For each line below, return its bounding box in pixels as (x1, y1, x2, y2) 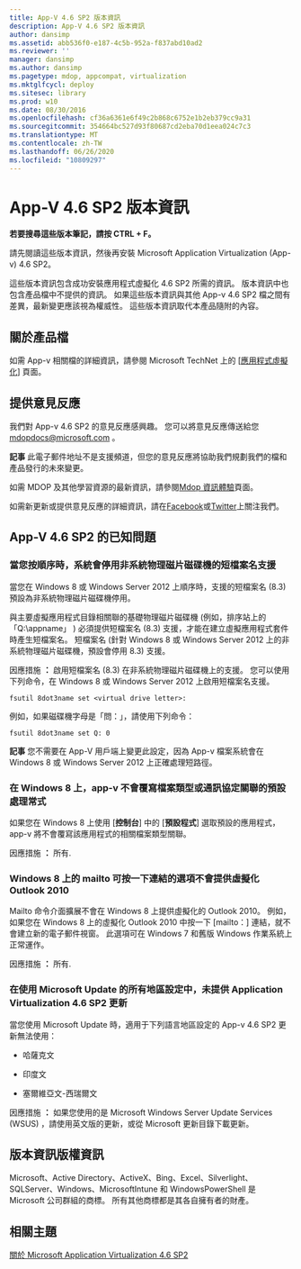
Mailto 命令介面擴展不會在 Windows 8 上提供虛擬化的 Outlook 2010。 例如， (9, 906, 291, 917)
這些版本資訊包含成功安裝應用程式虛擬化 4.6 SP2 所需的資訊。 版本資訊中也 (9, 278, 289, 289)
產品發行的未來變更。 (9, 463, 88, 474)
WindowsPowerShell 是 (170, 1183, 256, 1194)
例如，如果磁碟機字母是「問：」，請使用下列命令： (9, 711, 195, 721)
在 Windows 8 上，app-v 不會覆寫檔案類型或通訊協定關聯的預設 (9, 781, 287, 793)
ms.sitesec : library (9, 88, 87, 97)
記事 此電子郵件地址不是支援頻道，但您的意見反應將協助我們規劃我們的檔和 (9, 451, 288, 462)
